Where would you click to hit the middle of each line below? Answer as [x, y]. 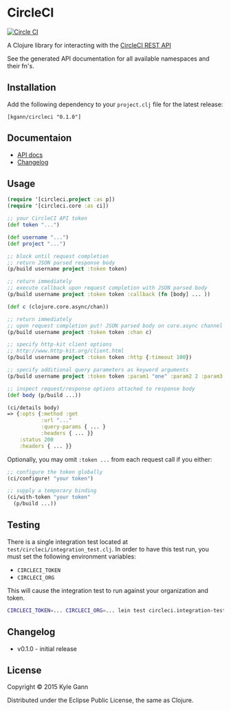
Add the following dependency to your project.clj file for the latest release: [115, 104]
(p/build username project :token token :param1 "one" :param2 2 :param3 [115, 376]
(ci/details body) [33, 408]
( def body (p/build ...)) [44, 395]
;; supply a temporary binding [52, 491]
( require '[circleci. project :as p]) [61, 199]
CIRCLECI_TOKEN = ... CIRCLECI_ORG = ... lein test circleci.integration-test [117, 610]
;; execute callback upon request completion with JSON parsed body [107, 288]
